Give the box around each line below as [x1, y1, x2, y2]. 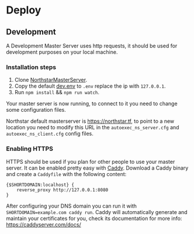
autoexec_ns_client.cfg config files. [6, 130, 93, 137]
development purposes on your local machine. [6, 49, 118, 56]
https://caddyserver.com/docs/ [6, 221, 81, 228]
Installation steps [6, 63, 57, 71]
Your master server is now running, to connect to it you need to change [6, 100, 178, 107]
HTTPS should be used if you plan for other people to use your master [6, 158, 175, 165]
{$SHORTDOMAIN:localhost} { [6, 182, 75, 188]
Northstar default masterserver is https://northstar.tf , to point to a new [6, 118, 175, 125]
